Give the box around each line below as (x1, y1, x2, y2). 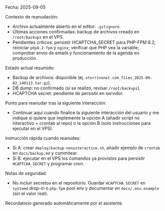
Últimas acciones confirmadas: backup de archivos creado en (12, 29, 140, 34)
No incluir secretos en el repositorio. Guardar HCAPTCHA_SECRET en (12, 180, 146, 186)
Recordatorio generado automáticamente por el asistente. (5, 200, 123, 206)
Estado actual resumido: (5, 65, 55, 71)
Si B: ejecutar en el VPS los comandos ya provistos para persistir (12, 155, 145, 161)
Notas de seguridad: (5, 170, 47, 176)
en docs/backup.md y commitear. (12, 150, 78, 156)
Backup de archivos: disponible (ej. (12, 75, 84, 80)
